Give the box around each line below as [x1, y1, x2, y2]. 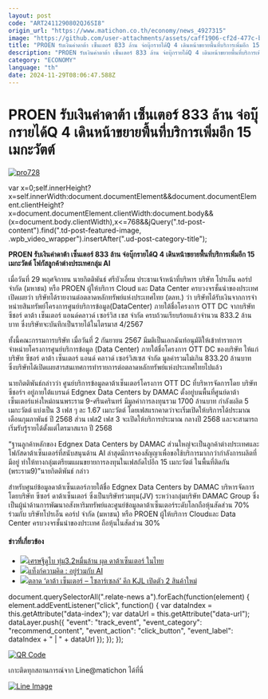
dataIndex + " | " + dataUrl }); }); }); [8, 634, 124, 644]
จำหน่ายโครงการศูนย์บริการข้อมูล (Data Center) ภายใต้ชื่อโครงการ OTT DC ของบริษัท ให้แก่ [8, 344, 259, 354]
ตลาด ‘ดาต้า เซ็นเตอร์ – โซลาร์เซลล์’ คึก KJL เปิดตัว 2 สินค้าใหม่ [27, 576, 198, 586]
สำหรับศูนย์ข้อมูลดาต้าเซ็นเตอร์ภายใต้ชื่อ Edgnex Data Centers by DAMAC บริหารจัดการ [8, 482, 255, 491]
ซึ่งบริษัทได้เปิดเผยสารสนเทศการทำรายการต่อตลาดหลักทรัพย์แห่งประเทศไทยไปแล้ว [8, 362, 223, 371]
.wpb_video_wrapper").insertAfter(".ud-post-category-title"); [8, 233, 207, 244]
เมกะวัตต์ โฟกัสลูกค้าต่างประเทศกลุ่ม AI [8, 258, 111, 268]
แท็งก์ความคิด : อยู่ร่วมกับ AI [27, 566, 104, 575]
